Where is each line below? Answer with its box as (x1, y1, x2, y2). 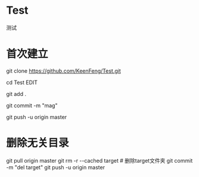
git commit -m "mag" (6, 102, 58, 109)
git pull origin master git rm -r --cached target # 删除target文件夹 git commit (6, 157, 193, 164)
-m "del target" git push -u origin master (6, 163, 105, 170)
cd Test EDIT (6, 79, 38, 86)
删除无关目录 (6, 136, 70, 150)
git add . (6, 90, 27, 97)
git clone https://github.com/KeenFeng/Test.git (6, 67, 121, 74)
